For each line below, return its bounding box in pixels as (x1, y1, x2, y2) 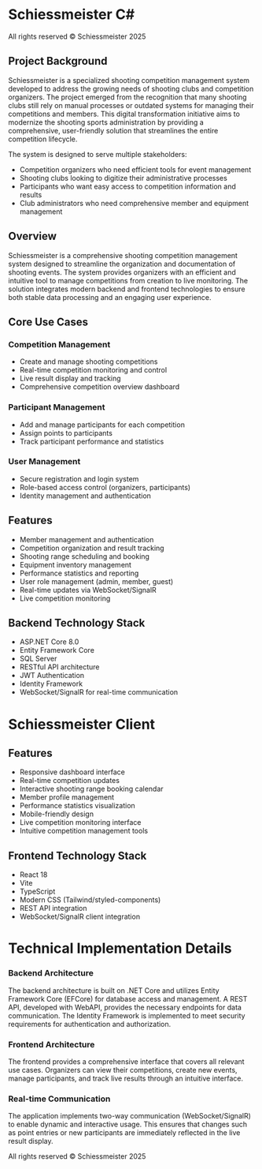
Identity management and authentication (19, 491, 152, 500)
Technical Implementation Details (8, 939, 232, 957)
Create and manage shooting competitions (19, 357, 158, 366)
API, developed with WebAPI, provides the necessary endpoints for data (8, 1002, 242, 1012)
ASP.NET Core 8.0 (19, 637, 79, 646)
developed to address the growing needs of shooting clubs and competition (8, 84, 254, 93)
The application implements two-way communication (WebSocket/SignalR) (8, 1111, 252, 1121)
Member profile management (19, 792, 115, 802)
